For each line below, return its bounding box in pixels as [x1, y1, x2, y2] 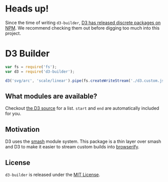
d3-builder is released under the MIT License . [5, 171, 100, 177]
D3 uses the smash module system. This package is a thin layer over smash [5, 138, 161, 144]
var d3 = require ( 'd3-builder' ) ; [5, 69, 75, 74]
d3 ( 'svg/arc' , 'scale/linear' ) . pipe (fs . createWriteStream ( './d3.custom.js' [5, 78, 166, 83]
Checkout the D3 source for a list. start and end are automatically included [5, 105, 159, 111]
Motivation [5, 125, 40, 133]
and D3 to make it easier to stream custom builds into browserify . [5, 144, 139, 150]
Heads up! [5, 3, 49, 15]
